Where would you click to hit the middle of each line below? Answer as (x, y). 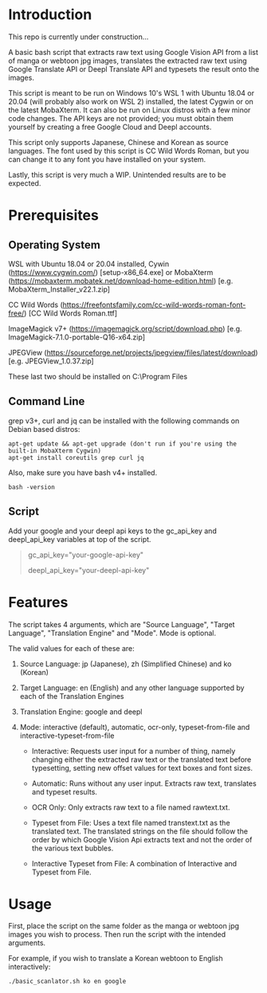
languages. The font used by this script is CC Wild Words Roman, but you (129, 151)
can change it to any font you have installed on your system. (107, 159)
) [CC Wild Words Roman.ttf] (71, 313)
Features (38, 602)
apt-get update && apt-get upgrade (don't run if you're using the (123, 444)
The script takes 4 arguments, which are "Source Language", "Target (122, 624)
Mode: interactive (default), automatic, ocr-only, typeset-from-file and (135, 727)
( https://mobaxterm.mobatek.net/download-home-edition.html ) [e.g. (121, 281)
